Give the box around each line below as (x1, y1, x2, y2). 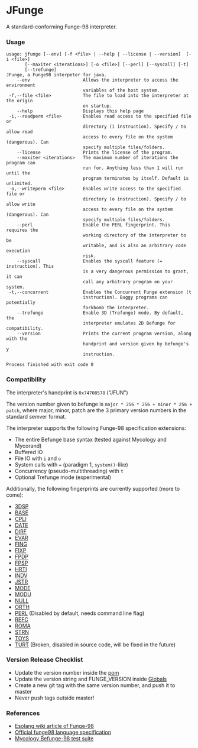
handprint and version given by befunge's (82, 341, 189, 347)
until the (6, 170, 31, 176)
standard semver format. (6, 413, 67, 420)
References (6, 709, 40, 717)
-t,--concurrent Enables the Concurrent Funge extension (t (8, 289, 192, 296)
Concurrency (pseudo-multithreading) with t (14, 467, 124, 474)
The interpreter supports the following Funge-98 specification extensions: (6, 424, 186, 432)
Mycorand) (14, 442, 42, 449)
